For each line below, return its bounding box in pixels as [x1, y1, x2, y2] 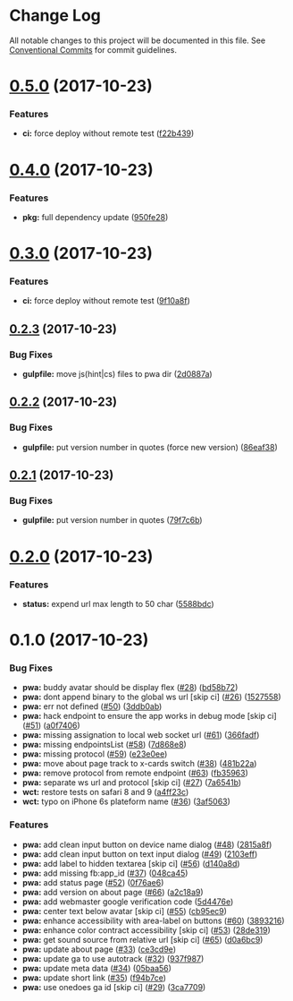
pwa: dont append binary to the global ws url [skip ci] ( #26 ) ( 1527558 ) [21, 691, 281, 703]
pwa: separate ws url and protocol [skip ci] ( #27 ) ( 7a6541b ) [21, 777, 242, 788]
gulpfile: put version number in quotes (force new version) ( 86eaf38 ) [21, 441, 279, 452]
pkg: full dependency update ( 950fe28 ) [21, 211, 169, 222]
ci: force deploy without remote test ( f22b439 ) [21, 128, 195, 139]
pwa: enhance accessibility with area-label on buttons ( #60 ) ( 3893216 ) [21, 915, 285, 926]
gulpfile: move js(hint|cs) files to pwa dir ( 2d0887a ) [21, 369, 213, 380]
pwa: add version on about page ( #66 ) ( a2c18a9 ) [21, 886, 204, 897]
